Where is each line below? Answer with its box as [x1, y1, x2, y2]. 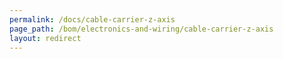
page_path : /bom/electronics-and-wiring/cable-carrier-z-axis [9, 24, 274, 34]
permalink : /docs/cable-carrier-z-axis [9, 14, 176, 25]
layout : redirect [9, 33, 82, 43]
